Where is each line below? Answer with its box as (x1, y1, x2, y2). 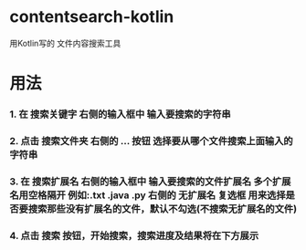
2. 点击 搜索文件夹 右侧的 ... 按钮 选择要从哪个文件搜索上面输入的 (9, 134, 294, 147)
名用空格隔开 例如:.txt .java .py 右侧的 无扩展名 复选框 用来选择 (9, 189, 286, 202)
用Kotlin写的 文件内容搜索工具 (9, 37, 121, 48)
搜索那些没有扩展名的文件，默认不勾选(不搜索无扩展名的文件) (27, 203, 298, 215)
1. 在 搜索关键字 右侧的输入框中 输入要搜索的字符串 (9, 108, 231, 120)
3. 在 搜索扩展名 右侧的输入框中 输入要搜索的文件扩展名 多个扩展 (9, 175, 291, 188)
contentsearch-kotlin (9, 6, 174, 27)
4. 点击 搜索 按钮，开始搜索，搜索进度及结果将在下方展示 (9, 229, 259, 242)
